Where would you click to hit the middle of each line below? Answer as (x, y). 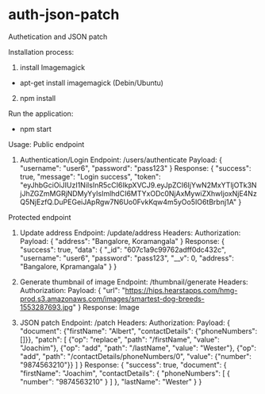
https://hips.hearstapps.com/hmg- (181, 290)
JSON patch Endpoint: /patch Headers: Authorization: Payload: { (125, 323)
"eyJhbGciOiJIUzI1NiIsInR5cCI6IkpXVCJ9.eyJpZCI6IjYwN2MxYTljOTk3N (138, 185)
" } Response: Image (106, 307)
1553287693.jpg (46, 307)
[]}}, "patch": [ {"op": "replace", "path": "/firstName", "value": (119, 339)
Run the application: (41, 114)
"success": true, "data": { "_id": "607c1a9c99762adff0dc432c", (123, 249)
